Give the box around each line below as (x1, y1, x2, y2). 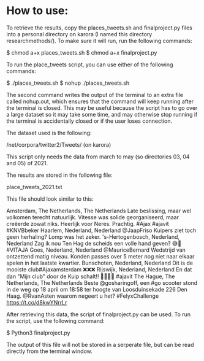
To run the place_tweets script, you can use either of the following (6, 61, 173, 68)
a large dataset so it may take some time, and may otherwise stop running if (6, 111, 198, 118)
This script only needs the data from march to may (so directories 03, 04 (6, 153, 190, 160)
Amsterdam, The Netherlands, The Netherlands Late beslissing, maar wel (6, 207, 191, 214)
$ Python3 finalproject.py (6, 329, 70, 336)
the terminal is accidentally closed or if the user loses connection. (6, 117, 173, 125)
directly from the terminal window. (6, 347, 93, 355)
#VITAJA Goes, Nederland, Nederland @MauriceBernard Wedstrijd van (6, 246, 186, 254)
